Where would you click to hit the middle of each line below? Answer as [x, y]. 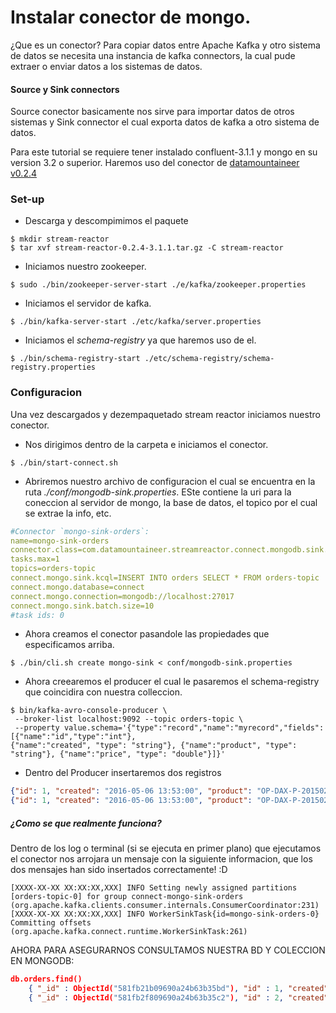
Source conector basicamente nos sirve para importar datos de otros [152, 112]
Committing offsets [51, 923]
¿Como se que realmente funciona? [86, 823]
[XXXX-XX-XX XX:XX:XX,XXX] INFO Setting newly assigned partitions [154, 888]
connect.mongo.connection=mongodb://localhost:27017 [122, 596]
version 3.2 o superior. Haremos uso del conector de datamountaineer [155, 163]
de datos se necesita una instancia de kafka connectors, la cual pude [153, 55]
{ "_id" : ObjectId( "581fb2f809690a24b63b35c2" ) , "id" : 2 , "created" [178, 997]
